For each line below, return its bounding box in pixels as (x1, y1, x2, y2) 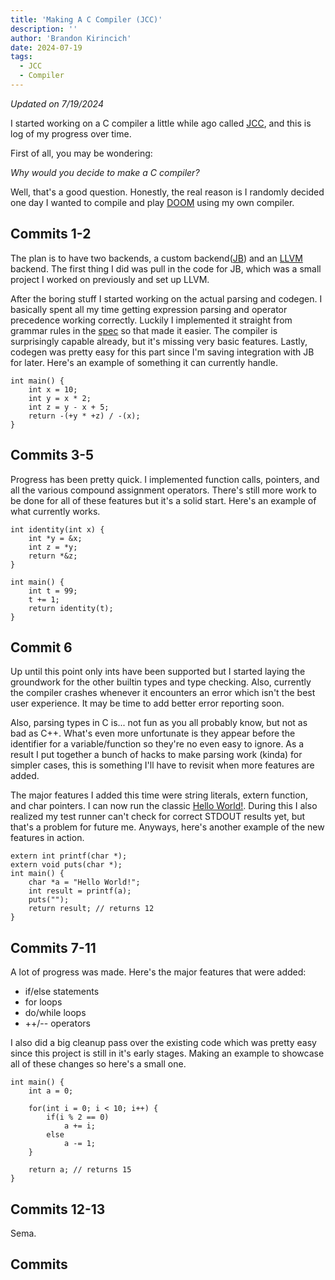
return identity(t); (28, 603, 114, 613)
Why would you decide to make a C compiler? (10, 166, 200, 178)
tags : (10, 52, 33, 62)
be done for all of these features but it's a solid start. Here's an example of (10, 494, 317, 506)
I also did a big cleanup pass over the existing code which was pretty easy (10, 1037, 317, 1049)
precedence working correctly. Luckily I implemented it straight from (10, 314, 293, 326)
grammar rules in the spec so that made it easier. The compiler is (10, 324, 278, 336)
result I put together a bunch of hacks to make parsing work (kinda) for (10, 749, 303, 761)
